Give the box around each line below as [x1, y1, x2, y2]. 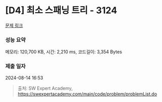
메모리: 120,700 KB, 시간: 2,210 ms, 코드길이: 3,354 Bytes [5, 49, 123, 55]
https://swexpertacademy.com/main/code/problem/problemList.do [17, 91, 157, 97]
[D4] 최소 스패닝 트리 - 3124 [5, 5, 117, 16]
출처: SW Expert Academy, [17, 85, 73, 91]
